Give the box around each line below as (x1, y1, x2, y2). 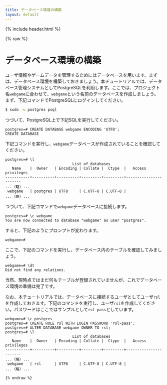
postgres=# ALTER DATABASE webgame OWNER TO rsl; (5, 325, 111, 330)
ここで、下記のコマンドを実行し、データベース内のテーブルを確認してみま (5, 247, 158, 253)
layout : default (5, 12, 39, 17)
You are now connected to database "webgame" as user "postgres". (5, 218, 146, 223)
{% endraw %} (5, 375, 32, 380)
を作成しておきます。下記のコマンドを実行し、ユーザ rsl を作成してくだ (5, 300, 151, 306)
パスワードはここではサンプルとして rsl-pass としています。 (13, 307, 136, 313)
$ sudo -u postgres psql (5, 107, 57, 112)
